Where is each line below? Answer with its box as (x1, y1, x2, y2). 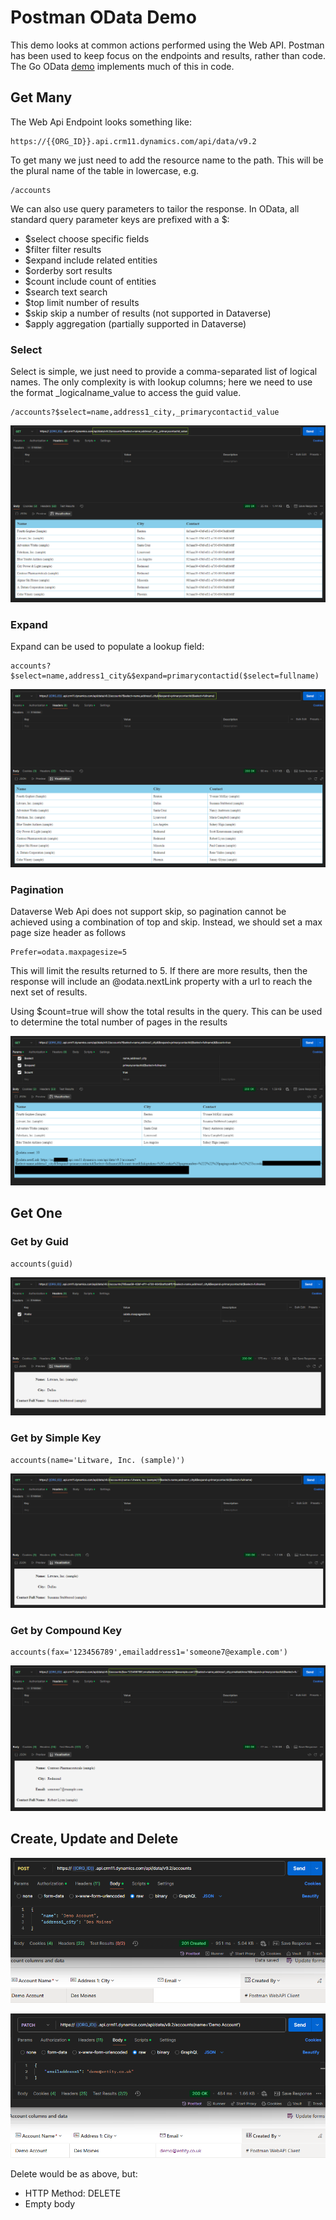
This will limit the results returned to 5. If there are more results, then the (10, 965, 308, 977)
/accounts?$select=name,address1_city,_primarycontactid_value (10, 407, 280, 418)
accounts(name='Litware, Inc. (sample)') (10, 1455, 186, 1465)
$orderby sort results (24, 264, 113, 276)
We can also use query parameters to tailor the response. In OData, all (10, 202, 300, 215)
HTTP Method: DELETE (24, 2187, 122, 2200)
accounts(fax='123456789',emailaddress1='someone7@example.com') (10, 1647, 288, 1658)
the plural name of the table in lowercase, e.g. (10, 164, 200, 176)
